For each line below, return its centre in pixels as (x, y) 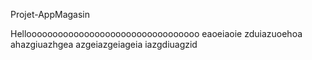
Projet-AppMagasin (50, 14)
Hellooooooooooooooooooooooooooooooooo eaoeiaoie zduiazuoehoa (156, 33)
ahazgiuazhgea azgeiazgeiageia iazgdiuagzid (104, 44)
